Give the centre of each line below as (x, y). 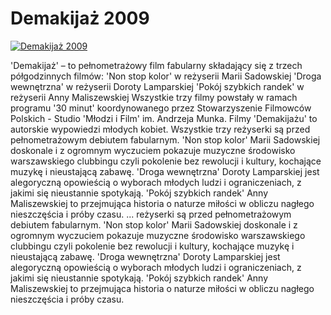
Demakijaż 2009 (80, 18)
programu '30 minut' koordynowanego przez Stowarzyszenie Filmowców (161, 108)
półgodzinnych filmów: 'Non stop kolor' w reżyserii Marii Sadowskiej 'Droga (166, 76)
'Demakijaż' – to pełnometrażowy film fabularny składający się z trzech (156, 65)
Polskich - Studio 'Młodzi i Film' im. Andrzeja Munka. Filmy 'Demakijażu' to (164, 118)
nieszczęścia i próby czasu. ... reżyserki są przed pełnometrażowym (151, 214)
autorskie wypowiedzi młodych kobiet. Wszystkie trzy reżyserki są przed (160, 129)
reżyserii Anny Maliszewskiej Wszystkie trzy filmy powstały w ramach (154, 97)
